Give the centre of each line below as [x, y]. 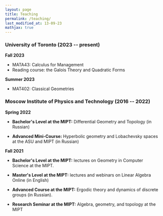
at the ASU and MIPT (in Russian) [45, 141]
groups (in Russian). [32, 195]
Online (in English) [30, 180]
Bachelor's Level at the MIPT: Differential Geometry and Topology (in [82, 121]
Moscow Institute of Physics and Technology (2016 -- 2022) [78, 101]
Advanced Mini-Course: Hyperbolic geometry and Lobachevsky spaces [85, 136]
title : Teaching [21, 14]
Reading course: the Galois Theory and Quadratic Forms [69, 70]
